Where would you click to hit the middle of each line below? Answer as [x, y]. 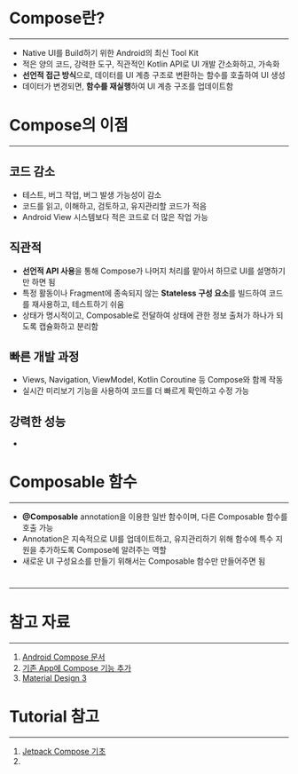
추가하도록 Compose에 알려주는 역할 [102, 550]
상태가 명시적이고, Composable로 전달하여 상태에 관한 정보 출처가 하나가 [148, 315]
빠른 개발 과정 [44, 356]
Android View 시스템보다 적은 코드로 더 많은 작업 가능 [115, 217]
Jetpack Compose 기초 [64, 752]
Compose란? [57, 18]
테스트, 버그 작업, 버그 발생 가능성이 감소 [92, 194]
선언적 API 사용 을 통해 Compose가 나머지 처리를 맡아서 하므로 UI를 [138, 271]
